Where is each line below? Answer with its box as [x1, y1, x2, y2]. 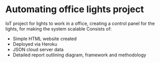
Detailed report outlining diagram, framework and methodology [12, 52, 147, 58]
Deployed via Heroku [12, 41, 57, 47]
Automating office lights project [5, 4, 144, 15]
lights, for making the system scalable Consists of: [5, 25, 112, 31]
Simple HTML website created [12, 36, 77, 42]
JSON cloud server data [12, 46, 64, 52]
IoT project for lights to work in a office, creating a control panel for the [5, 20, 155, 26]
